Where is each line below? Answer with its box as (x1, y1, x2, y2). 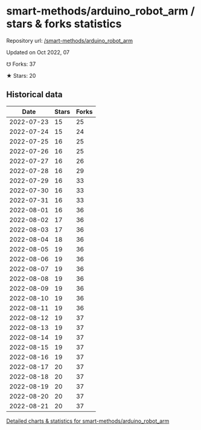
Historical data (6, 89, 63, 100)
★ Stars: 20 (6, 72, 36, 79)
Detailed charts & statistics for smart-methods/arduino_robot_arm (6, 417, 170, 425)
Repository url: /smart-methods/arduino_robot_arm (6, 37, 133, 44)
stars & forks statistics (6, 17, 122, 31)
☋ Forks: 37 (6, 60, 36, 68)
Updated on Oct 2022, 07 (6, 48, 70, 55)
